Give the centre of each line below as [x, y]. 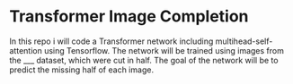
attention [26, 50]
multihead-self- [244, 41]
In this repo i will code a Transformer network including [111, 41]
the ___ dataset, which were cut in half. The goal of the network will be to [144, 60]
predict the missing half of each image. [82, 70]
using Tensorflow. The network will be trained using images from [164, 50]
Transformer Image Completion [129, 17]
